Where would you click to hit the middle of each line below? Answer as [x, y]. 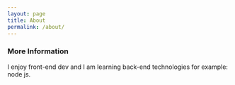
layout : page [27, 14]
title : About [27, 20]
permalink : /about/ [36, 27]
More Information [38, 51]
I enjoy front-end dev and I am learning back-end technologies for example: [118, 67]
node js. [19, 74]
